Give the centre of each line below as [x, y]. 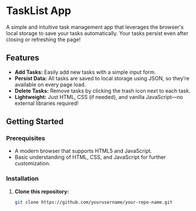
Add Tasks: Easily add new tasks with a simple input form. [85, 72]
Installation [23, 179]
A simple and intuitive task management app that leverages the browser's [95, 27]
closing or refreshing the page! [43, 39]
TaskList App [39, 11]
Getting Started [35, 122]
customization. [33, 164]
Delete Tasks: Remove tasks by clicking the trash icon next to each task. [102, 91]
